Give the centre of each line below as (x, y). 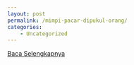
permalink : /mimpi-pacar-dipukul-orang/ (68, 20)
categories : (25, 27)
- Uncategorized (44, 34)
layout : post (26, 14)
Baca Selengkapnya (36, 54)
